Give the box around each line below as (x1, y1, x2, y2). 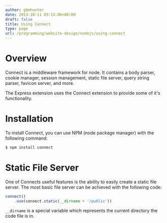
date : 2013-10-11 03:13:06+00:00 (5, 12, 76, 17)
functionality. (5, 95, 33, 101)
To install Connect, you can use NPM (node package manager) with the (5, 129, 154, 136)
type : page (5, 26, 28, 31)
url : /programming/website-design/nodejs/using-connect (5, 31, 126, 36)
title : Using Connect (5, 21, 51, 27)
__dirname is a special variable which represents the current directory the (5, 208, 158, 214)
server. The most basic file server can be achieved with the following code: (5, 184, 162, 190)
